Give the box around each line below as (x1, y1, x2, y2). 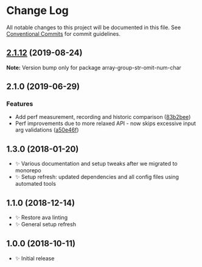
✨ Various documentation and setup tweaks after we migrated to (15, 160, 178, 167)
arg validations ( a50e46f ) (15, 126, 79, 133)
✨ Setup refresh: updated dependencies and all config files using (15, 174, 179, 181)
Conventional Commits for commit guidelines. (6, 30, 120, 37)
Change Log (6, 4, 69, 18)
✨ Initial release (15, 254, 55, 262)
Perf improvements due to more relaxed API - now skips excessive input (15, 120, 197, 127)
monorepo (15, 167, 41, 174)
